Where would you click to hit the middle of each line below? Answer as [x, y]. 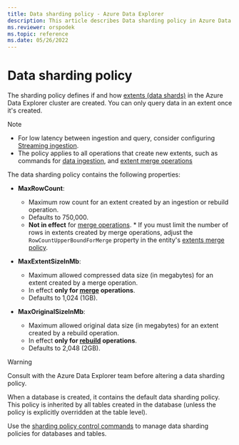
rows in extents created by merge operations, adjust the [111, 233]
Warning [20, 362]
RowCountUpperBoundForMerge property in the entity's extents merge [126, 240]
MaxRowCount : [41, 189]
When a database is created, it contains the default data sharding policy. [114, 397]
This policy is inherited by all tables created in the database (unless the [112, 405]
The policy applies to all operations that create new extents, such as [118, 153]
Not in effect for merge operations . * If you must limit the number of [128, 225]
